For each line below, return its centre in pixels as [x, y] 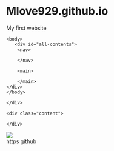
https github [22, 141]
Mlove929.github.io [57, 11]
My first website [26, 28]
